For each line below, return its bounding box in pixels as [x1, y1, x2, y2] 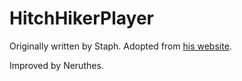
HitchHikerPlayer [9, 7, 154, 30]
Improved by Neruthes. [9, 59, 104, 71]
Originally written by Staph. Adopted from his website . [9, 40, 232, 52]
